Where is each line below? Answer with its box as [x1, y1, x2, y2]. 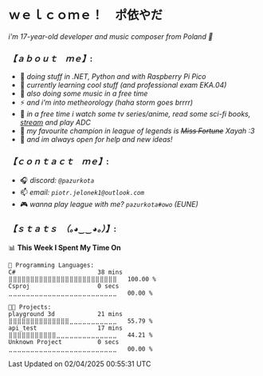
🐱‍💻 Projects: [8, 303, 52, 311]
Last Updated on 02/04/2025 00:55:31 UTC [8, 358, 151, 368]
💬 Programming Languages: [8, 261, 94, 269]
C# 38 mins [8, 268, 124, 276]
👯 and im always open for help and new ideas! [19, 135, 173, 144]
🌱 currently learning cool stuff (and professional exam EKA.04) [19, 81, 227, 90]
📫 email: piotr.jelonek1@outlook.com [19, 187, 145, 196]
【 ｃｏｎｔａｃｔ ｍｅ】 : [8, 156, 109, 168]
